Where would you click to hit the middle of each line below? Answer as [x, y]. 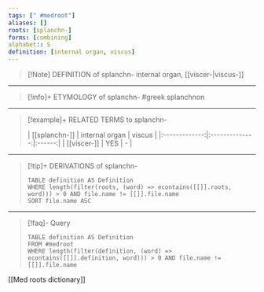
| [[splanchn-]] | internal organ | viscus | [92, 135]
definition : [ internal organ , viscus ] [71, 52]
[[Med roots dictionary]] [47, 279]
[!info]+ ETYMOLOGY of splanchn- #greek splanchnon [116, 97]
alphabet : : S [29, 45]
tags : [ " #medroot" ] [42, 15]
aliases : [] [27, 23]
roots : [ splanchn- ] [40, 30]
